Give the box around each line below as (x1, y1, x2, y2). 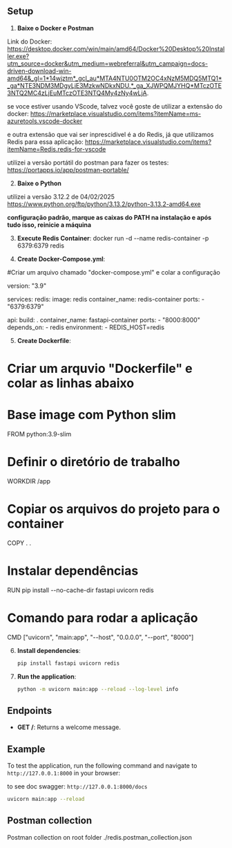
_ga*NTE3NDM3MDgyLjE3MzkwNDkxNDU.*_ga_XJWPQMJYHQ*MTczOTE (7, 81, 222, 89)
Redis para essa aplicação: (7, 138, 84, 146)
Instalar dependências (7, 563, 139, 578)
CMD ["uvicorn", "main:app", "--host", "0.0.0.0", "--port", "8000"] (7, 633, 194, 641)
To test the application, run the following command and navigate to (7, 762, 197, 770)
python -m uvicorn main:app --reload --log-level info (17, 685, 179, 692)
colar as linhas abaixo (7, 376, 135, 391)
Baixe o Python (17, 179, 62, 187)
